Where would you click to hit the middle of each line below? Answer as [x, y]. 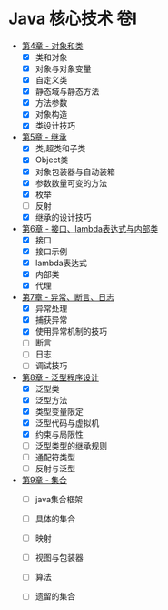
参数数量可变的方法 [71, 182]
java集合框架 [59, 499]
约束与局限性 [59, 434]
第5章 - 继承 [44, 137]
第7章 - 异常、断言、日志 [68, 297]
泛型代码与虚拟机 [67, 423]
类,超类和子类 [60, 149]
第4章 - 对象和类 [52, 46]
